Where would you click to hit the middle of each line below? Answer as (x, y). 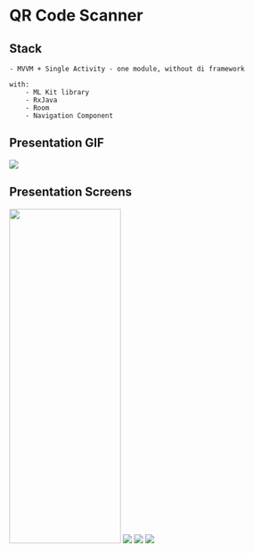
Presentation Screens (70, 192)
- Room (37, 108)
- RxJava (41, 100)
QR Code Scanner (76, 16)
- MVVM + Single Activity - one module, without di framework (127, 69)
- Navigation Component (70, 116)
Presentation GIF (57, 143)
